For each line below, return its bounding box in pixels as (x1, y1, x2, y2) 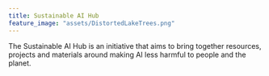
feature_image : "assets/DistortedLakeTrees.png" (8, 19, 175, 27)
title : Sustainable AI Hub (8, 11, 99, 20)
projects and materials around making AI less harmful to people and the (8, 50, 246, 59)
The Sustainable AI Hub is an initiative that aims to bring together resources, (8, 41, 262, 50)
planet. (8, 58, 32, 68)
